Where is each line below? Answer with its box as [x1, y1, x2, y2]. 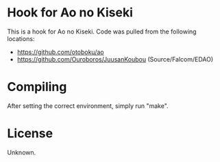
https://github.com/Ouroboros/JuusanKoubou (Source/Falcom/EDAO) [16, 55, 214, 63]
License [7, 126, 53, 141]
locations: [7, 34, 35, 42]
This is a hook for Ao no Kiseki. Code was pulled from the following [7, 27, 197, 36]
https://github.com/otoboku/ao [16, 48, 104, 56]
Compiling [7, 79, 67, 95]
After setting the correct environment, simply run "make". [7, 101, 169, 110]
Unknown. [7, 148, 36, 157]
